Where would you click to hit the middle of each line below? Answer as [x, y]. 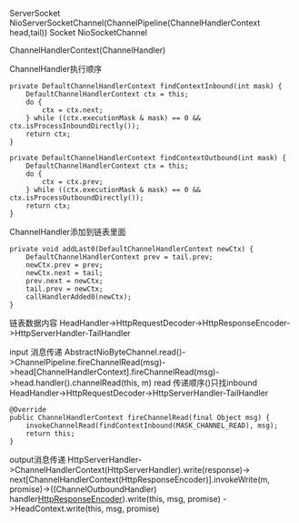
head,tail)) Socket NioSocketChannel [79, 32]
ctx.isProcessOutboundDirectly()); [77, 198]
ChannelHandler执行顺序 [56, 69]
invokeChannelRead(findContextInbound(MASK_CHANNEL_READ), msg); [152, 426]
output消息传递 [38, 460]
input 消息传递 [36, 352]
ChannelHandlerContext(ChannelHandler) [88, 50]
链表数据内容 [33, 323]
